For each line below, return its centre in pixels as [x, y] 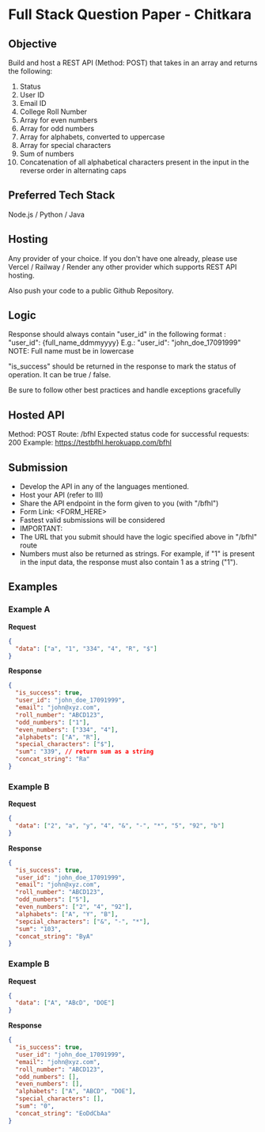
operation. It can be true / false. [60, 375]
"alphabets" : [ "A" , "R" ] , [58, 737]
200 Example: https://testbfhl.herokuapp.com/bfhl [90, 443]
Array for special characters [65, 145]
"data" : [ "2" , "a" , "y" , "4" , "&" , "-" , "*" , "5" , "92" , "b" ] [120, 826]
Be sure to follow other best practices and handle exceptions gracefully [125, 390]
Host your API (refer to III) [61, 495]
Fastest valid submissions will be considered [92, 521]
